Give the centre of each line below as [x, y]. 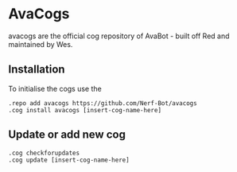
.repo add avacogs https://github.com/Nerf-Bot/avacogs [103, 103]
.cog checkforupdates [44, 153]
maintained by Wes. [41, 44]
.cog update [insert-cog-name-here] [69, 160]
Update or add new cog [67, 135]
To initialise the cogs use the [55, 88]
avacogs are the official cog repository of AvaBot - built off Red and [119, 36]
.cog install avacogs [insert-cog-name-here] [85, 110]
